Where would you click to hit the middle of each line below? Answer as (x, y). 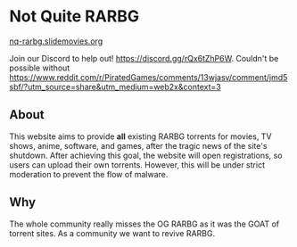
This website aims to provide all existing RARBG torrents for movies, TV (140, 136)
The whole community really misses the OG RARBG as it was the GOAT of (144, 224)
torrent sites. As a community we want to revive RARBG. (112, 233)
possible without (40, 68)
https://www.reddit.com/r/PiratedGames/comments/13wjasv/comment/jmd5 (148, 77)
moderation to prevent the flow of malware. (89, 174)
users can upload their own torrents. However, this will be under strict (137, 165)
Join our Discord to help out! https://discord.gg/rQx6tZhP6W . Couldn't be (144, 58)
